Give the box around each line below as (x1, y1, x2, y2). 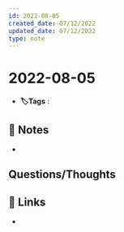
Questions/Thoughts (8, 167, 116, 182)
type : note (8, 34, 45, 43)
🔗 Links (8, 195, 46, 209)
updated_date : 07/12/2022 (8, 27, 96, 35)
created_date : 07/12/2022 (8, 19, 96, 27)
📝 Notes (8, 123, 49, 137)
